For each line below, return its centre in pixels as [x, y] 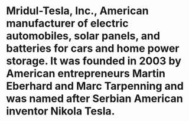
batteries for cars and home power [93, 49]
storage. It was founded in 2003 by [94, 61]
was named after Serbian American [94, 99]
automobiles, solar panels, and [83, 36]
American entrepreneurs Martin [86, 73]
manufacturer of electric [67, 23]
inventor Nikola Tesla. [61, 111]
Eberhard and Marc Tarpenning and [95, 86]
